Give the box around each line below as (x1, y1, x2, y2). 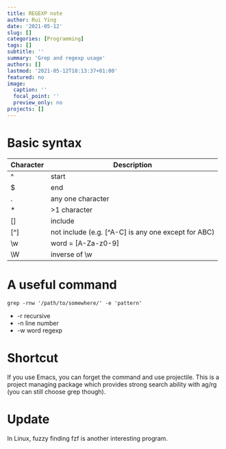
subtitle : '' (7, 49, 45, 56)
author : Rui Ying (7, 16, 57, 23)
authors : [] (7, 61, 41, 68)
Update (7, 411, 50, 427)
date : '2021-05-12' (7, 23, 63, 29)
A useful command (7, 277, 118, 292)
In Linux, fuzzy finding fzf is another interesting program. (7, 434, 168, 442)
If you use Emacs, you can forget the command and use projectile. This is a (7, 373, 220, 381)
